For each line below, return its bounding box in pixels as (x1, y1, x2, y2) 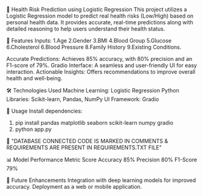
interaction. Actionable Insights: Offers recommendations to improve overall (6, 68, 196, 75)
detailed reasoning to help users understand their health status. (6, 25, 165, 32)
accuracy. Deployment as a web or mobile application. (6, 183, 142, 190)
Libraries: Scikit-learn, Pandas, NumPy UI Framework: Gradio (6, 96, 159, 103)
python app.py (15, 125, 52, 133)
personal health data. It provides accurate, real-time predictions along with (6, 19, 193, 26)
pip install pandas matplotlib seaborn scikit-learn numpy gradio (15, 119, 174, 126)
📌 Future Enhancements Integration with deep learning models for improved (6, 177, 196, 184)
